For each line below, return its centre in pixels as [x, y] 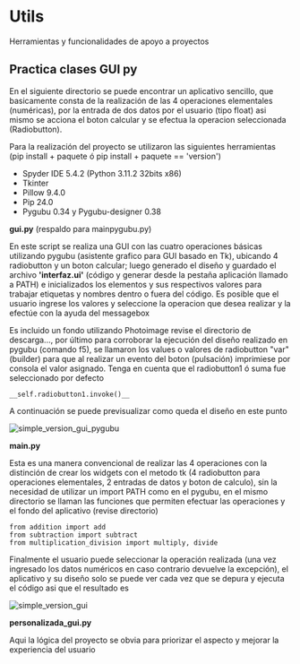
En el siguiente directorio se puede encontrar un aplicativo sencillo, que [141, 91]
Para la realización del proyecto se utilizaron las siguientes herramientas [142, 146]
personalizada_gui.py [51, 622]
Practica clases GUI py [73, 69]
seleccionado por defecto [57, 377]
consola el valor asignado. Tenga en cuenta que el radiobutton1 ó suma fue [148, 368]
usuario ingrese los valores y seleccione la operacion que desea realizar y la [150, 303]
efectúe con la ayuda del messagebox [80, 313]
